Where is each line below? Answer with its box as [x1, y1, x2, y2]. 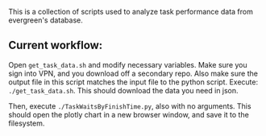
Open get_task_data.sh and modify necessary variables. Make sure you [8, 60, 247, 69]
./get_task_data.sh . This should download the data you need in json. [8, 85, 239, 95]
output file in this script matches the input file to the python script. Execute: [8, 76, 259, 87]
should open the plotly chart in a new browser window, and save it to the [8, 109, 250, 119]
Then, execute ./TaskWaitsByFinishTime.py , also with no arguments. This [8, 101, 251, 111]
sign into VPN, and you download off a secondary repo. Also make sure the [8, 68, 258, 78]
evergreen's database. [8, 15, 83, 25]
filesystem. [8, 118, 45, 128]
